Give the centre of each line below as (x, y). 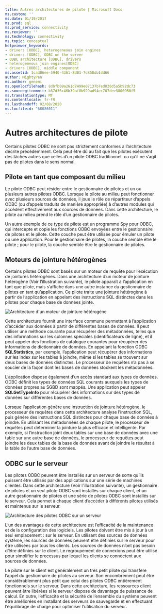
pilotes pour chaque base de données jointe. (50, 302)
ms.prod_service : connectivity (37, 28)
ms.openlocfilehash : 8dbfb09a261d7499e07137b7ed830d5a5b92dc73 (70, 86)
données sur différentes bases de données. (49, 398)
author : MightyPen (24, 77)
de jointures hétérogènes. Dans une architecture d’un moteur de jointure (77, 277)
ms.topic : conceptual (27, 41)
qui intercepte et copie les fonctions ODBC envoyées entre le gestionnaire (79, 229)
